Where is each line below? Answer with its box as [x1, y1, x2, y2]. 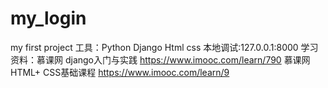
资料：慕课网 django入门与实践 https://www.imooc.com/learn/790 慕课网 [10, 53, 311, 66]
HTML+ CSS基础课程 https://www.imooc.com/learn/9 [10, 66, 230, 78]
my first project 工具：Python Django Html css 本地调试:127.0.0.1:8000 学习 [10, 41, 319, 53]
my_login [10, 7, 87, 30]
